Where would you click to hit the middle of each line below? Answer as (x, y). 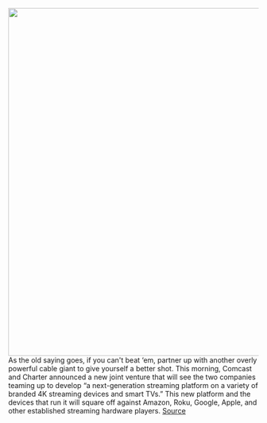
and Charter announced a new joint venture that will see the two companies (132, 377)
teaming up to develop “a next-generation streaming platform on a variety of (133, 385)
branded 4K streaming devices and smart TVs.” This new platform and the (130, 394)
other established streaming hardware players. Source (97, 411)
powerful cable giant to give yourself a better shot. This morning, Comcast (130, 369)
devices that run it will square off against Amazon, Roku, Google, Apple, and (133, 402)
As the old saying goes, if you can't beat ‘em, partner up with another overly (133, 360)
